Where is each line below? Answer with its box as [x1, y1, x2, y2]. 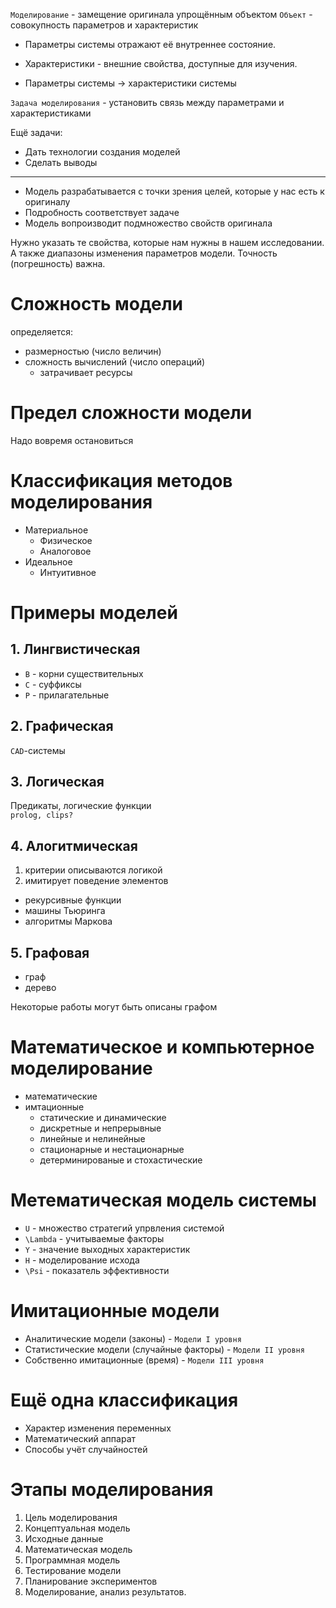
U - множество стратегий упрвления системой [24, 1222, 225, 1234]
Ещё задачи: [10, 127, 63, 138]
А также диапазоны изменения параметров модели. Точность [10, 247, 278, 259]
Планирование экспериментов [24, 1575, 158, 1587]
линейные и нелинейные [39, 1133, 146, 1144]
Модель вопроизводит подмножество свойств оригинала [24, 217, 273, 229]
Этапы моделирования [10, 1479, 214, 1501]
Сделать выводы [24, 157, 98, 168]
